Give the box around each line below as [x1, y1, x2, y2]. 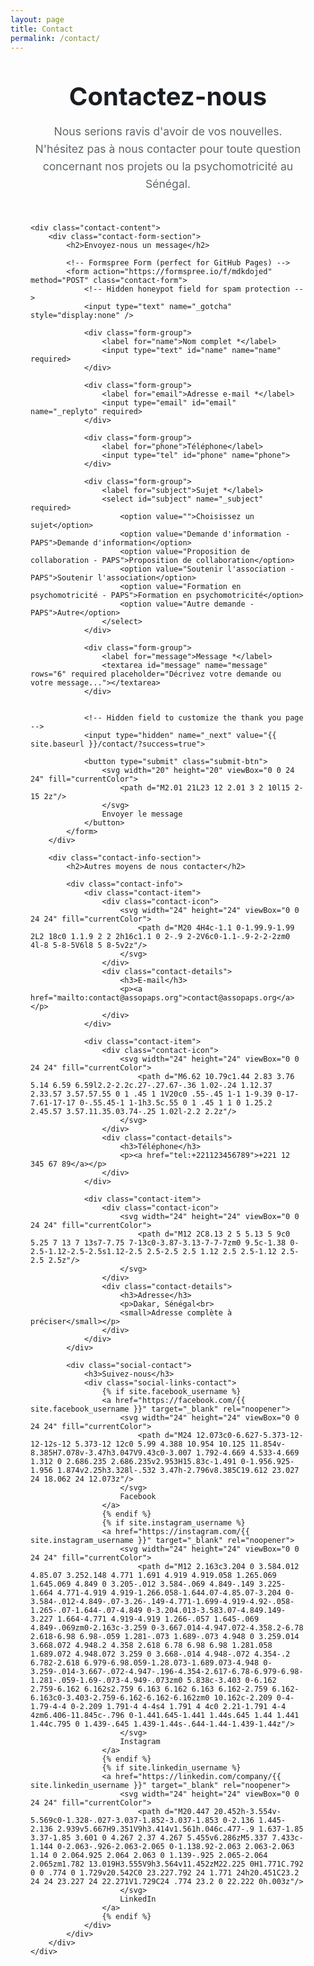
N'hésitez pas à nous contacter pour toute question [34, 142, 302, 156]
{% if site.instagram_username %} [101, 1517, 246, 1528]
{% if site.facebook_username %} [101, 1386, 242, 1396]
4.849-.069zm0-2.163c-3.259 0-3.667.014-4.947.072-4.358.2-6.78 [30, 1622, 304, 1633]
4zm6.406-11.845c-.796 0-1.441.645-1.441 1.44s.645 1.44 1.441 [30, 1710, 300, 1720]
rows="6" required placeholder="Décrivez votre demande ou [30, 669, 282, 679]
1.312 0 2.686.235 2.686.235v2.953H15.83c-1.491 [30, 1456, 237, 1466]
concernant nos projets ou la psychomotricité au [42, 159, 294, 174]
